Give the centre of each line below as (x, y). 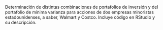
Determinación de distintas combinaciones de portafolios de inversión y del (82, 7)
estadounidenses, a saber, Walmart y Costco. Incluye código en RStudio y (80, 17)
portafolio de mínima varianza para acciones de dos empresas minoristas (80, 12)
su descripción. (21, 22)
